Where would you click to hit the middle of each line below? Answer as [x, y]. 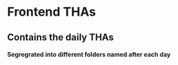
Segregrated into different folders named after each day [89, 55]
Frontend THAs [52, 12]
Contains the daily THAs [60, 37]
